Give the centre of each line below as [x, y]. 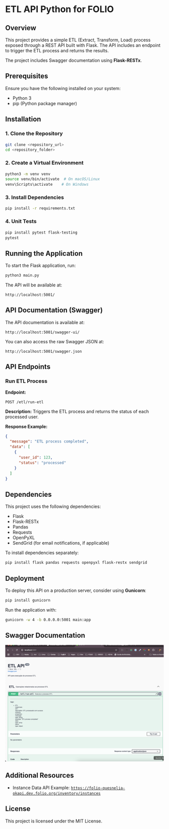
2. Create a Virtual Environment [45, 163]
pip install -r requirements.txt [40, 208]
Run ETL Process [26, 381]
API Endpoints [28, 367]
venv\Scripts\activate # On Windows [47, 185]
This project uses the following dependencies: [53, 506]
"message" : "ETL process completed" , [49, 441]
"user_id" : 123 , [35, 458]
